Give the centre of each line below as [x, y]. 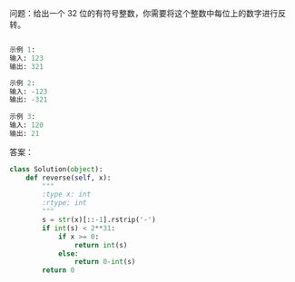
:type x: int [67, 194]
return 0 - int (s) [105, 262]
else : [68, 253]
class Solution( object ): [56, 169]
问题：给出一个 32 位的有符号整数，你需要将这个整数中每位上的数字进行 [144, 13]
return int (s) [101, 245]
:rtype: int [65, 203]
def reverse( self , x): [69, 178]
